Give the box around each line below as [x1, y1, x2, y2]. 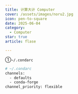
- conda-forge [9, 80, 38, 85]
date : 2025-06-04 [5, 21, 41, 26]
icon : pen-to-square [5, 16, 48, 21]
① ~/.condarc [5, 57, 33, 63]
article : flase [5, 39, 36, 44]
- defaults [9, 75, 32, 80]
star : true [5, 35, 27, 40]
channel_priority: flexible [5, 84, 63, 90]
